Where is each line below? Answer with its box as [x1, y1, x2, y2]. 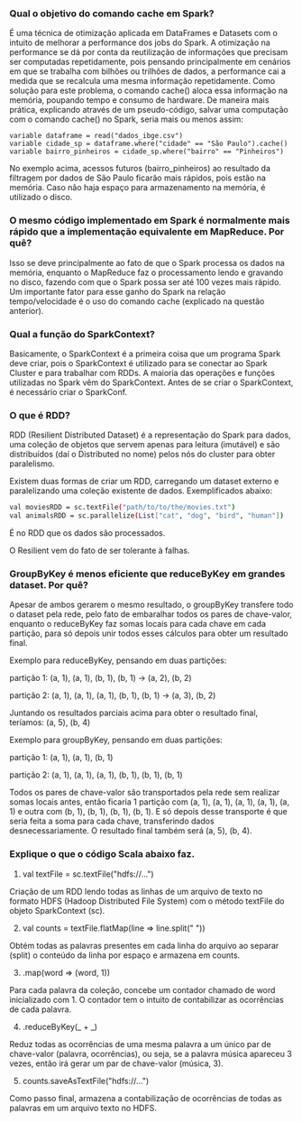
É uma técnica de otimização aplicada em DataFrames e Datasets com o [9, 28, 278, 39]
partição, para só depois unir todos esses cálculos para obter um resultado [9, 628, 288, 639]
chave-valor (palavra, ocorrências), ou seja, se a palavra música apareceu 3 [9, 1048, 293, 1059]
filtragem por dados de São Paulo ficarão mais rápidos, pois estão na [9, 172, 266, 183]
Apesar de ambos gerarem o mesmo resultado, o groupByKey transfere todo [9, 599, 294, 611]
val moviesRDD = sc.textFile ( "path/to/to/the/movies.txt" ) [9, 503, 236, 512]
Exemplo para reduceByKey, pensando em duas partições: [9, 655, 227, 666]
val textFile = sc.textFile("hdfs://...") [22, 869, 155, 879]
